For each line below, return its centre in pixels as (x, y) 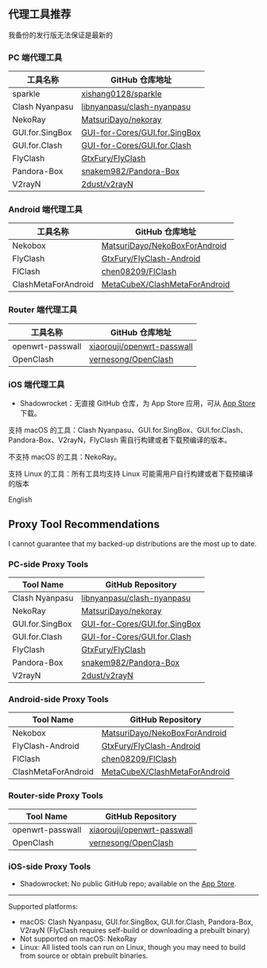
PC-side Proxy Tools (48, 564)
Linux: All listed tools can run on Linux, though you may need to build (133, 947)
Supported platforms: (43, 906)
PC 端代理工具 (35, 57)
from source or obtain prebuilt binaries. (84, 956)
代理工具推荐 (40, 14)
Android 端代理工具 (46, 210)
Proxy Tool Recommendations (84, 524)
